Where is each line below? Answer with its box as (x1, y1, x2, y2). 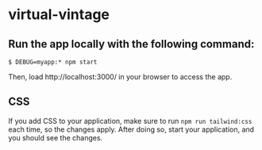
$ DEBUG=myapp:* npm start (8, 58, 98, 66)
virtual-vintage (8, 6, 110, 24)
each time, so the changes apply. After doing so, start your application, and (8, 125, 255, 134)
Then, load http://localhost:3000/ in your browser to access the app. (8, 72, 233, 81)
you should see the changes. (8, 133, 103, 142)
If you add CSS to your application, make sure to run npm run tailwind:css (8, 116, 252, 125)
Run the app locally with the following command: (8, 37, 255, 51)
